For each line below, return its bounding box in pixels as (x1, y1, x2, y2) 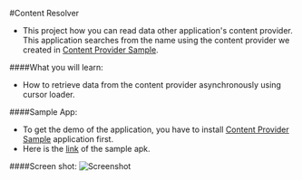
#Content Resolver (9, 8, 80, 18)
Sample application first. (22, 134, 114, 144)
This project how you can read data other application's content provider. (22, 25, 293, 35)
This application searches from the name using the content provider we (22, 35, 290, 45)
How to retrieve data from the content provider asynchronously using (22, 80, 281, 90)
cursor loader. (22, 90, 75, 99)
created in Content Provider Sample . (22, 44, 159, 55)
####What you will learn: (9, 62, 104, 72)
